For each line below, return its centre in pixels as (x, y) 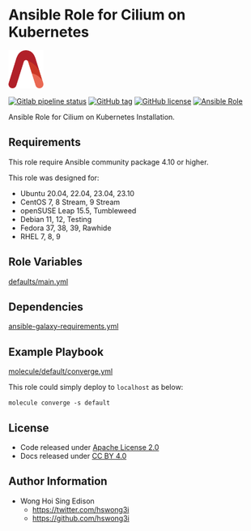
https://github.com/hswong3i (81, 518)
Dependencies (46, 307)
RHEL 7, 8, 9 (40, 236)
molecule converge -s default (60, 403)
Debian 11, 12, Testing (55, 219)
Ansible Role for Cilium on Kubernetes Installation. (92, 117)
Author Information (58, 481)
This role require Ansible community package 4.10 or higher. (108, 162)
